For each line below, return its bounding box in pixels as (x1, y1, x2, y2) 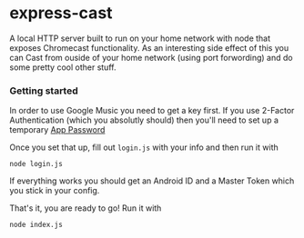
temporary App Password (9, 124, 106, 135)
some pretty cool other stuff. (9, 62, 117, 73)
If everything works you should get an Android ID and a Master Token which (9, 175, 295, 186)
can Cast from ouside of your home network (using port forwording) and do (9, 52, 293, 63)
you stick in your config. (9, 185, 100, 196)
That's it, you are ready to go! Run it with (9, 203, 162, 213)
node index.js (9, 221, 64, 230)
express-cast (9, 3, 113, 24)
